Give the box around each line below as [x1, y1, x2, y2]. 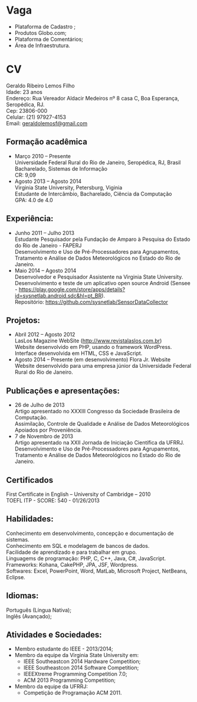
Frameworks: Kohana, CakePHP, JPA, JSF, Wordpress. [6, 561, 139, 568]
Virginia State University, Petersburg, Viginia [14, 184, 123, 191]
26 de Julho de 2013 [14, 401, 65, 409]
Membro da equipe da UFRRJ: [14, 683, 88, 690]
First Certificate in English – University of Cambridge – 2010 [6, 491, 151, 498]
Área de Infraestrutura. [14, 42, 71, 49]
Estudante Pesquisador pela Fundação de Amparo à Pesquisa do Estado [14, 236, 191, 243]
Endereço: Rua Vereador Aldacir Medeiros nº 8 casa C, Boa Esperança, [6, 94, 179, 102]
